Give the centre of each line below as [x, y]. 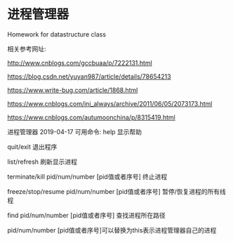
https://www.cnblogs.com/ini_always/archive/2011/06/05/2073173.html [110, 103]
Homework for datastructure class [57, 34]
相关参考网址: [27, 48]
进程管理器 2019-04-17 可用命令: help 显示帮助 [75, 131]
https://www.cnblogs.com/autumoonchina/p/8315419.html [91, 117]
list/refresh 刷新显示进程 [42, 162]
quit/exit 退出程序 [32, 146]
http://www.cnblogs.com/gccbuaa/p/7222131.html [80, 63]
